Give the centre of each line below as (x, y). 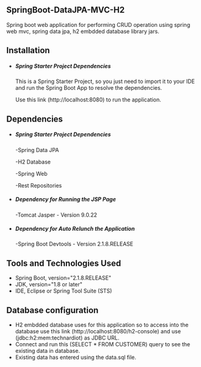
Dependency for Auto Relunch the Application (75, 229)
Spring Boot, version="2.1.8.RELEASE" (63, 278)
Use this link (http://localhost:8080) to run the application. (88, 100)
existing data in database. (48, 351)
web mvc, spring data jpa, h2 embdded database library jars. (83, 31)
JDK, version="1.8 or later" (49, 285)
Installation (28, 50)
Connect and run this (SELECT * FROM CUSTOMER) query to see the (103, 344)
